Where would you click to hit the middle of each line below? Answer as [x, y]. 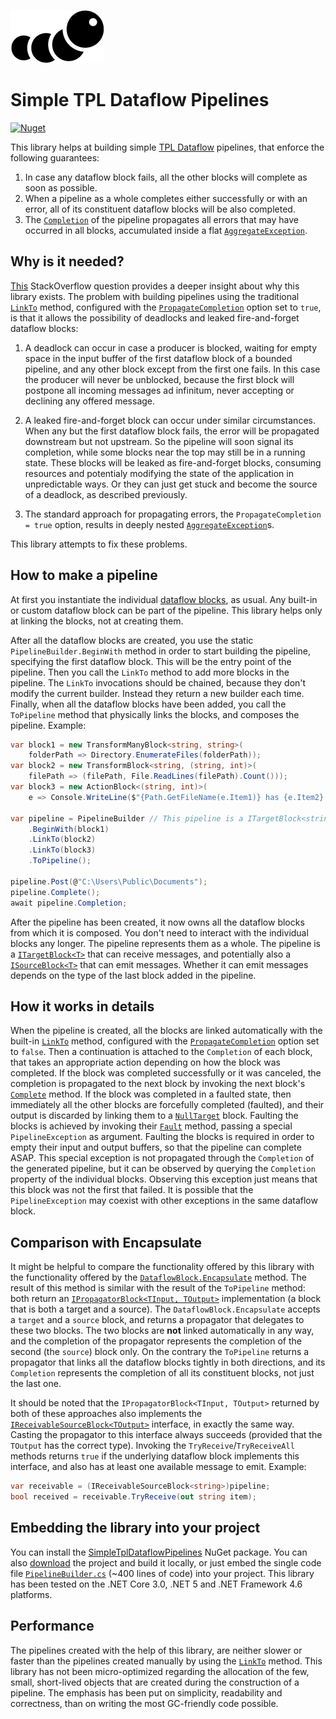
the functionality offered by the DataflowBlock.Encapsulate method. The [158, 1277]
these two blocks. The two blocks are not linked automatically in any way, [162, 1331]
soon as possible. [61, 187]
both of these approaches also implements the [106, 1414]
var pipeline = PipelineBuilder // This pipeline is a [127, 818]
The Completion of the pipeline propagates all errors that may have [161, 219]
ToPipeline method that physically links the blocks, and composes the [155, 714]
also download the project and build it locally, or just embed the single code [166, 1562]
